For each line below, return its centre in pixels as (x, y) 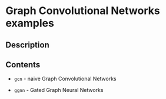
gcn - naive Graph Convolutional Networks (65, 79)
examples (30, 23)
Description (27, 45)
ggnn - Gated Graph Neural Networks (59, 90)
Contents (23, 65)
